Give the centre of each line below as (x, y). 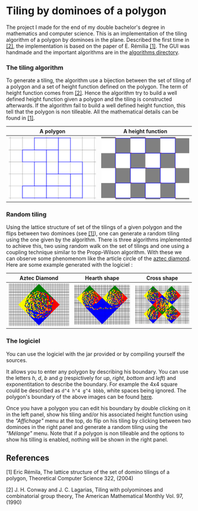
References (28, 458)
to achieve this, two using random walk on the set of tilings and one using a (98, 246)
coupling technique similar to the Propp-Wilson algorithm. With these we (94, 253)
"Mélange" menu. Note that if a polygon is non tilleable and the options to (95, 433)
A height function (146, 131)
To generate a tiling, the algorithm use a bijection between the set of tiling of (99, 80)
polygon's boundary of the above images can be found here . (80, 397)
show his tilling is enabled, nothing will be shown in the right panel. (87, 439)
